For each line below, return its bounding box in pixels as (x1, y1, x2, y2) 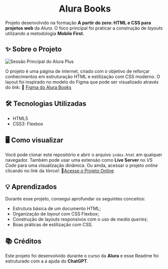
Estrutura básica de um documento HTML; (12, 206, 101, 212)
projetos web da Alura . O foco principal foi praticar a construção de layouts (5, 25, 163, 31)
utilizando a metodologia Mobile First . (5, 30, 84, 36)
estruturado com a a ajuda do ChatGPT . (5, 258, 88, 264)
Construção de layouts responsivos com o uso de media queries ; (12, 216, 148, 222)
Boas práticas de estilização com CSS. (12, 222, 93, 228)
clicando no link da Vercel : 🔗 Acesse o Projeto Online (5, 168, 115, 174)
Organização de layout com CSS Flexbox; (12, 211, 99, 217)
